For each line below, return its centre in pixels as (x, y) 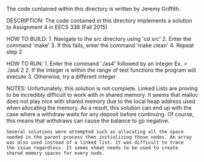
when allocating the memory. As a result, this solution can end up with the (99, 108)
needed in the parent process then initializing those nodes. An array (99, 137)
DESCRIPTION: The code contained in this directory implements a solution (100, 20)
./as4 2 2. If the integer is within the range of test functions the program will (101, 70)
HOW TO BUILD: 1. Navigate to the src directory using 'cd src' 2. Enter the (99, 39)
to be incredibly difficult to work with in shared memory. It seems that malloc (102, 95)
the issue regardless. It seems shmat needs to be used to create (92, 148)
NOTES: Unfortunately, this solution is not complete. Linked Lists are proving (102, 88)
